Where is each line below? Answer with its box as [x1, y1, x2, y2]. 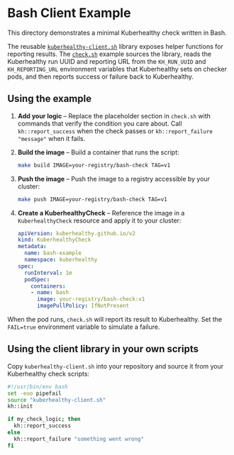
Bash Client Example [7, 5, 131, 21]
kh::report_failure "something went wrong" [13, 435, 144, 442]
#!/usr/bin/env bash [7, 383, 69, 391]
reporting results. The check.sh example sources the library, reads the [7, 50, 211, 58]
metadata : [17, 243, 48, 250]
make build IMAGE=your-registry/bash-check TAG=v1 [17, 162, 171, 169]
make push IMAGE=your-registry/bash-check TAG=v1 [17, 196, 168, 203]
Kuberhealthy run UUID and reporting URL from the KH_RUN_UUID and [7, 57, 206, 65]
